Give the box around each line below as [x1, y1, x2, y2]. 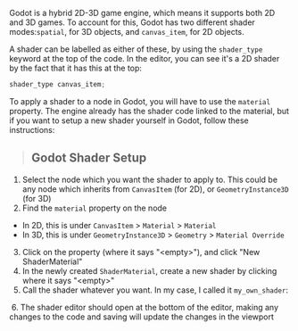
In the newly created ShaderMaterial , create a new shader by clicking [21, 265, 277, 276]
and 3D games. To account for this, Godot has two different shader [9, 17, 256, 28]
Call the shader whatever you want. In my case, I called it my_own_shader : [21, 285, 288, 295]
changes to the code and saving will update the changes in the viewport [9, 311, 275, 322]
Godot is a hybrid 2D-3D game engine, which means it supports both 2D [9, 8, 276, 18]
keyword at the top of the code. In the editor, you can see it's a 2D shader [9, 54, 280, 63]
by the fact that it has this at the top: [9, 62, 143, 73]
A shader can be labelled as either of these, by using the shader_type [9, 44, 263, 54]
